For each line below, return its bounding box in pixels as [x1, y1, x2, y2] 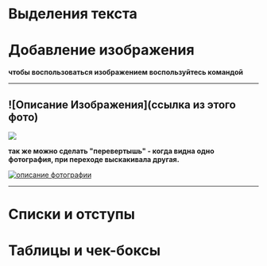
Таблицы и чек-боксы [8, 241, 161, 260]
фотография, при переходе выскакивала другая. [8, 154, 180, 164]
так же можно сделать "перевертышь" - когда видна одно [8, 146, 215, 156]
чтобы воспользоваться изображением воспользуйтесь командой [8, 67, 244, 77]
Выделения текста [8, 5, 137, 23]
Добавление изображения [8, 41, 195, 60]
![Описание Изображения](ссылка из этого [8, 98, 236, 111]
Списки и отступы [8, 206, 135, 223]
